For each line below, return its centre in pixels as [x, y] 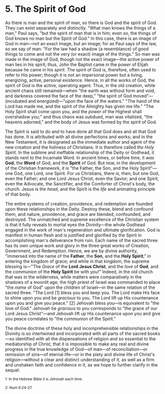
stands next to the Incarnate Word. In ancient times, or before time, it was [80, 157]
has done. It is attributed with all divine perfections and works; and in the [79, 137]
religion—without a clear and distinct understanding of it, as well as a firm [80, 360]
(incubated [16, 101]
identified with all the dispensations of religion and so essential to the [86, 338]
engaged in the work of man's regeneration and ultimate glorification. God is [82, 230]
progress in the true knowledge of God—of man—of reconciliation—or [76, 349]
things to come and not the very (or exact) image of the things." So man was [82, 54]
